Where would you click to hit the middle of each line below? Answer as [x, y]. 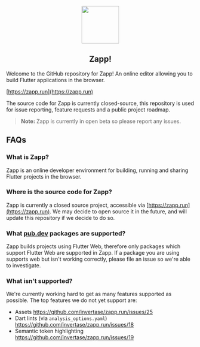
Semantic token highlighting [49, 331]
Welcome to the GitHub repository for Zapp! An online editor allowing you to [99, 73]
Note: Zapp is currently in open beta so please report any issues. [101, 121]
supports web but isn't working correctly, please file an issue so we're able [99, 259]
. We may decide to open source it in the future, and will [118, 211]
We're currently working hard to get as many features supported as [89, 294]
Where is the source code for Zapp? [59, 192]
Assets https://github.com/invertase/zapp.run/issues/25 [84, 312]
